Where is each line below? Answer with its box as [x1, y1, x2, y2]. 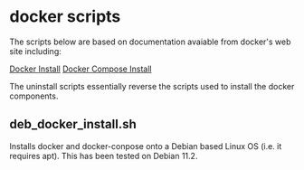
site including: [9, 45, 62, 56]
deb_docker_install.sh [9, 117, 138, 132]
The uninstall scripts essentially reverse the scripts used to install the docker [9, 80, 295, 91]
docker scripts [9, 6, 121, 27]
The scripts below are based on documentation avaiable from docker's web [9, 36, 291, 47]
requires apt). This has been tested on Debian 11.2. [9, 150, 198, 161]
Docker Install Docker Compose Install [9, 63, 152, 74]
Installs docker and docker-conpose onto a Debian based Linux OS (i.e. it [9, 140, 282, 151]
